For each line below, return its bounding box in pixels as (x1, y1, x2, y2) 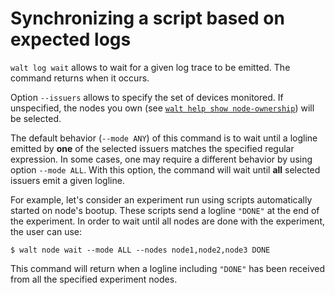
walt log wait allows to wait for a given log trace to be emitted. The (10, 61, 291, 73)
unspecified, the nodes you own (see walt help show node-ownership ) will (10, 102, 315, 114)
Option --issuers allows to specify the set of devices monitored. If (10, 91, 284, 103)
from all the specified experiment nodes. (10, 273, 178, 285)
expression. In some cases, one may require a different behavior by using (10, 153, 313, 165)
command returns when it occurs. (10, 72, 150, 84)
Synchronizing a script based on (10, 7, 285, 30)
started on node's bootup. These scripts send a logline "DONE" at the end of (10, 204, 320, 216)
